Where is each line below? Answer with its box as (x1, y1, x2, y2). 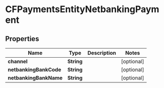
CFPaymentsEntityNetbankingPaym (5, 4, 159, 15)
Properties (5, 34, 39, 43)
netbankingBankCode (8, 66, 62, 73)
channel (8, 58, 28, 65)
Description (87, 50, 117, 56)
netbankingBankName (8, 74, 63, 81)
